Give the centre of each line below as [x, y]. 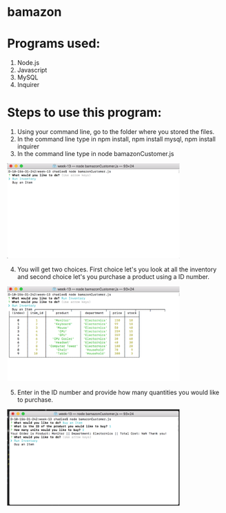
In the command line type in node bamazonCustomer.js [95, 154]
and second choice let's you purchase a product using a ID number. [113, 277]
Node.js [28, 63]
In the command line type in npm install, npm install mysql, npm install [116, 139]
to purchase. [35, 399]
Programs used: [54, 44]
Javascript [32, 70]
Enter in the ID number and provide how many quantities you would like [118, 392]
